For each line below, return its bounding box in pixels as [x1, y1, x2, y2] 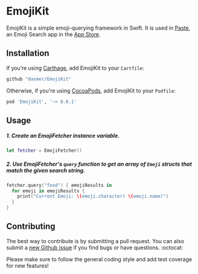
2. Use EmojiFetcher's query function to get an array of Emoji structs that [6, 160, 192, 168]
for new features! [6, 262, 49, 269]
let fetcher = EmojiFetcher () [6, 147, 83, 154]
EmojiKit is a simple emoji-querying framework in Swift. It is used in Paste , [6, 24, 191, 31]
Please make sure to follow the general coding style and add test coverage [6, 255, 192, 263]
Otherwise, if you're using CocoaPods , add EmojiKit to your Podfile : [6, 86, 176, 94]
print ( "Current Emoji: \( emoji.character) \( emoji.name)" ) [17, 194, 169, 200]
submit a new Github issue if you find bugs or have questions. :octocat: [6, 244, 184, 251]
